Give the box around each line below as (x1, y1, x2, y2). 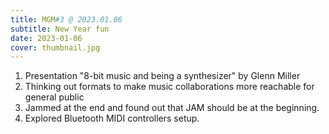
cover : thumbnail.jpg (10, 42, 101, 53)
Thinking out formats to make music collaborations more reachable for (24, 81, 315, 93)
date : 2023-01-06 (10, 33, 83, 43)
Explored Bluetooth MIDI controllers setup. (24, 112, 200, 125)
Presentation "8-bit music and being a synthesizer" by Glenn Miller (24, 70, 301, 82)
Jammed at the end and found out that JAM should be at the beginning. (24, 102, 320, 114)
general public (24, 91, 85, 103)
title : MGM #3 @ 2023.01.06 (10, 14, 123, 25)
